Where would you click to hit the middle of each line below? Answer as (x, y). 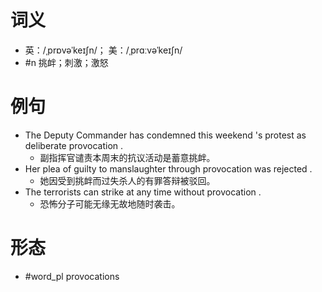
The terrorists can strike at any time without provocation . (143, 192)
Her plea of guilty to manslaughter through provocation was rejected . (168, 168)
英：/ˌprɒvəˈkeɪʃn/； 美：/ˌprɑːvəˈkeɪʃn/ (103, 50)
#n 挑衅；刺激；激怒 (66, 62)
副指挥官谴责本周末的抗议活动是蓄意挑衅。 (127, 157)
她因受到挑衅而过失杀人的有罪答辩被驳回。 (127, 180)
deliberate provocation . (74, 145)
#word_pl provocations (72, 276)
